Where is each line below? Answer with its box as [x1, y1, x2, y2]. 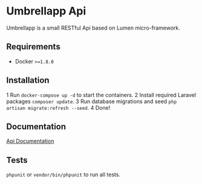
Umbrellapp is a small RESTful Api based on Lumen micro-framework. [6, 24, 180, 31]
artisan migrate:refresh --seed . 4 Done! [6, 104, 111, 111]
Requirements [6, 42, 60, 52]
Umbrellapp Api [6, 4, 86, 18]
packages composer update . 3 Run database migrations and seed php [6, 98, 177, 105]
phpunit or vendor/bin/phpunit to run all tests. [6, 171, 121, 179]
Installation [6, 75, 50, 86]
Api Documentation [6, 138, 54, 145]
